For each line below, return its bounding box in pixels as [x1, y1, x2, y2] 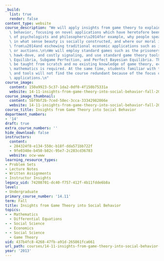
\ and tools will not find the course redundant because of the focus [9, 71, 156, 76]
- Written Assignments [5, 171, 51, 176]
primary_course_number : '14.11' [5, 194, 71, 199]
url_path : [5, 244, 25, 249]
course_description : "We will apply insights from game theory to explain [5, 25, 161, 30]
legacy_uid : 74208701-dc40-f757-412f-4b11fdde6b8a [5, 180, 110, 185]
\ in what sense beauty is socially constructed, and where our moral [9, 39, 156, 44]
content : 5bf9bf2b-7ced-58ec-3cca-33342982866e [9, 98, 108, 103]
